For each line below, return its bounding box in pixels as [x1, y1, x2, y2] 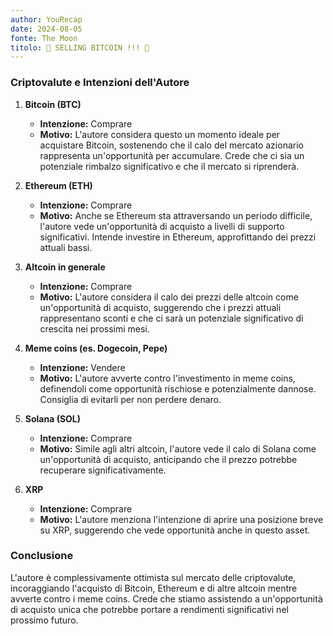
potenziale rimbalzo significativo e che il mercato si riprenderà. [39, 160, 300, 172]
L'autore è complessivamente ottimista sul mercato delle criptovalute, [10, 571, 297, 583]
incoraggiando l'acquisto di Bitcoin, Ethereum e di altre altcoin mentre [10, 582, 298, 594]
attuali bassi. [39, 241, 93, 253]
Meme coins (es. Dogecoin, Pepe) [24, 342, 168, 354]
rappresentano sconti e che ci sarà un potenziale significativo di [39, 312, 304, 324]
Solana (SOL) [24, 412, 82, 425]
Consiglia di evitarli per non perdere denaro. [39, 393, 222, 405]
